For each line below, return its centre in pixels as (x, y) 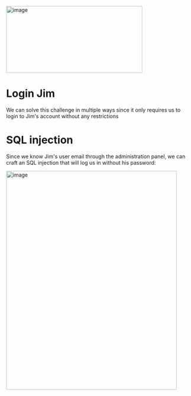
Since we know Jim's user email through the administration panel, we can (96, 156)
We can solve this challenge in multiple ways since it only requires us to (93, 110)
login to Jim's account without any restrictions (62, 116)
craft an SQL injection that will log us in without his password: (81, 162)
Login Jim (30, 94)
